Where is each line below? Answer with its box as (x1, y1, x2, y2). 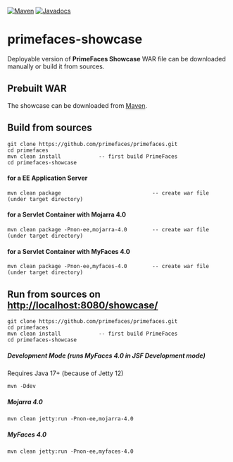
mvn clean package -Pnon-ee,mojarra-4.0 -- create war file (7, 226, 210, 233)
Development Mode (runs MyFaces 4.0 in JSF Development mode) (7, 351, 206, 360)
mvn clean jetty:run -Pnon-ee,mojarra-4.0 (7, 415, 134, 423)
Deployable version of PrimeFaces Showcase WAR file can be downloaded (7, 54, 227, 63)
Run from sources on (7, 288, 101, 300)
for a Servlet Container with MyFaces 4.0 (7, 247, 130, 255)
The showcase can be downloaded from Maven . (7, 101, 148, 109)
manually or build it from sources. (7, 62, 105, 71)
